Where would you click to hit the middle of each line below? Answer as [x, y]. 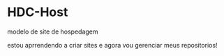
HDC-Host [38, 12]
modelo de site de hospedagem [53, 31]
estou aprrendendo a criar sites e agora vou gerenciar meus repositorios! [112, 45]
